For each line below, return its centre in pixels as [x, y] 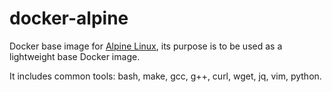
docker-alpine [69, 18]
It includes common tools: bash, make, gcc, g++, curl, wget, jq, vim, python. [165, 76]
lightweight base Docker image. [75, 56]
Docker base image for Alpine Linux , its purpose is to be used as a [146, 46]
